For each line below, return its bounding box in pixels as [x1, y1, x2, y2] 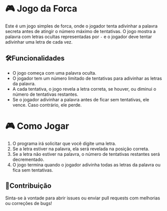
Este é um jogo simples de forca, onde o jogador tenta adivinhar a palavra [5, 23, 158, 29]
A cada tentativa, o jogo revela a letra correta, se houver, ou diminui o [12, 86, 156, 92]
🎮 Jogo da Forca [5, 3, 78, 15]
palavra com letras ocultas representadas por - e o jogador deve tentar [5, 34, 152, 40]
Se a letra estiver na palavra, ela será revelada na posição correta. [12, 145, 149, 152]
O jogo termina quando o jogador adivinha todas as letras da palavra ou [12, 161, 160, 167]
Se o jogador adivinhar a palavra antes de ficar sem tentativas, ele [12, 96, 149, 102]
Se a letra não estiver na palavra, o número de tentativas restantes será [12, 151, 160, 157]
